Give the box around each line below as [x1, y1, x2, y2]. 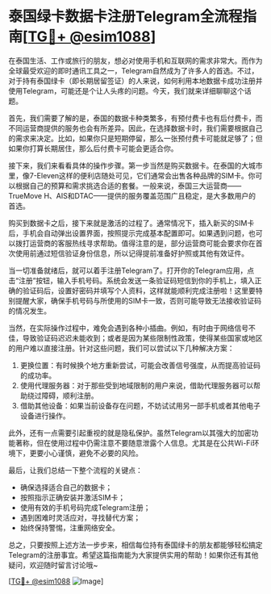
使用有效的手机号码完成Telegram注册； [19, 502, 151, 512]
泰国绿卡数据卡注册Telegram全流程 [8, 7, 243, 26]
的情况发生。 [8, 306, 51, 316]
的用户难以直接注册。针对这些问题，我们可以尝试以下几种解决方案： [8, 343, 235, 353]
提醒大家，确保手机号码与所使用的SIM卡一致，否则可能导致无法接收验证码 [15, 295, 262, 305]
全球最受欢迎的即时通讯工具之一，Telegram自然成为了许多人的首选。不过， [8, 65, 259, 75]
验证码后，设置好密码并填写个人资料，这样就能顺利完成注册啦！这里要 [22, 286, 256, 295]
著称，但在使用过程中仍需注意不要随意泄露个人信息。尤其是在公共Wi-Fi [15, 437, 252, 448]
